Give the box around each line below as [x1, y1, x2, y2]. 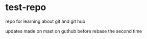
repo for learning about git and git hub [5, 18, 86, 24]
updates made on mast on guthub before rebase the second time [5, 28, 142, 34]
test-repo [5, 2, 46, 13]
